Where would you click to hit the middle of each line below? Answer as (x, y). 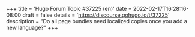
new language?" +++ (32, 27)
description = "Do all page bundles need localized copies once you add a (97, 21)
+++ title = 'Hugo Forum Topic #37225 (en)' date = (69, 9)
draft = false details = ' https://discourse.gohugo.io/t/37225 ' (96, 15)
